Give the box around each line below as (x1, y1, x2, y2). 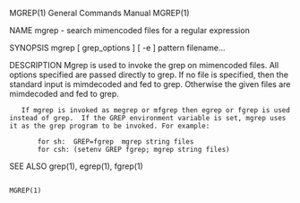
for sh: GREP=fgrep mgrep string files (37, 137, 194, 146)
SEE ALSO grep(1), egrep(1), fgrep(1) (9, 161, 143, 172)
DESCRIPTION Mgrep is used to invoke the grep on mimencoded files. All (9, 60, 279, 70)
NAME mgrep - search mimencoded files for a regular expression (9, 25, 251, 35)
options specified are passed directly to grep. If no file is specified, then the (9, 69, 289, 80)
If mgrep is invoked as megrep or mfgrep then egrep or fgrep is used (21, 106, 291, 115)
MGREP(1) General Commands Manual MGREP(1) (9, 8, 190, 18)
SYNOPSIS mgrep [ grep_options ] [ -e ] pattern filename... (9, 42, 226, 53)
